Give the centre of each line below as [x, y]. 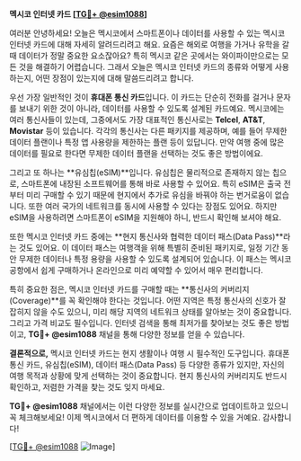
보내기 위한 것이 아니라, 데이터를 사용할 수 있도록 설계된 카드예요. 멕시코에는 [151, 108]
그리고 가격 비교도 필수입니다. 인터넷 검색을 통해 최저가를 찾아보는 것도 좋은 [141, 323]
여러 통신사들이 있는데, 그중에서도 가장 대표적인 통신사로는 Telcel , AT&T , [137, 120]
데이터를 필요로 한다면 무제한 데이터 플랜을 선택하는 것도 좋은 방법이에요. [136, 153]
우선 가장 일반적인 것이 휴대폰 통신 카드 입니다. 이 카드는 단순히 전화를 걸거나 [142, 97]
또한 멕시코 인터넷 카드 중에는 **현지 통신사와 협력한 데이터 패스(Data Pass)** [146, 236]
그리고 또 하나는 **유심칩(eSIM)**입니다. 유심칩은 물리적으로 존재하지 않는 [140, 173]
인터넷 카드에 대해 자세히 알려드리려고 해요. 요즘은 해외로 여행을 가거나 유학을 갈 [150, 44]
